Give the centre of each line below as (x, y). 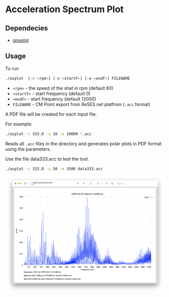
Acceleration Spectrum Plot (65, 9)
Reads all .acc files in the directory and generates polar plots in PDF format (83, 144)
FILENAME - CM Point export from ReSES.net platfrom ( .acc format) (81, 104)
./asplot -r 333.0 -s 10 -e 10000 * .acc (49, 134)
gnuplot (20, 40)
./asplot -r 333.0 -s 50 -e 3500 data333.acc (54, 169)
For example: (19, 124)
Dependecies (27, 28)
